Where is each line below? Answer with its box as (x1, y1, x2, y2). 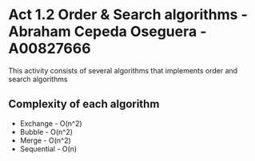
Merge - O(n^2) (19, 135, 72, 145)
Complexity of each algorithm (8, 97, 160, 111)
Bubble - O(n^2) (19, 127, 74, 136)
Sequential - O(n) (19, 143, 78, 153)
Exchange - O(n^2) (19, 118, 82, 128)
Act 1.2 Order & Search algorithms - (8, 6, 248, 24)
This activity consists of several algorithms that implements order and (8, 65, 238, 75)
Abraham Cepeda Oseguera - (8, 22, 207, 41)
